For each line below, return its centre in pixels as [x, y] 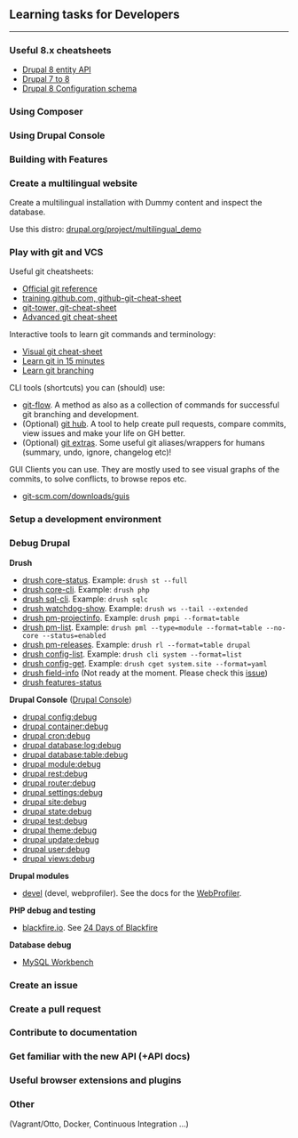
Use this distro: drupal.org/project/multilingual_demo [106, 230]
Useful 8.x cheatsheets [60, 50]
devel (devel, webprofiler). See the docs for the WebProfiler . [132, 892]
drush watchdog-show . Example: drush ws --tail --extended [135, 608]
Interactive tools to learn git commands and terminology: [113, 335]
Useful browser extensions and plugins [95, 1080]
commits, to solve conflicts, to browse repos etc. [98, 479]
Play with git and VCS [56, 253]
